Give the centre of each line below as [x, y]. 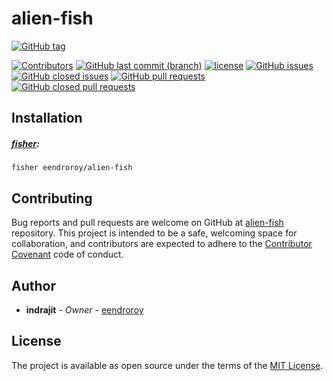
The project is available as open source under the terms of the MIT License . [167, 365]
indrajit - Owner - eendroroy [84, 309]
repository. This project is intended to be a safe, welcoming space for [154, 233]
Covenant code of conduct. [67, 254]
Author [33, 285]
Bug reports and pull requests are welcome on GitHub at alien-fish [147, 223]
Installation [47, 118]
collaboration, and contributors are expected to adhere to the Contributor [162, 244]
